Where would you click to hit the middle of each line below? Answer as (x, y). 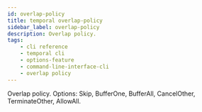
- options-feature (47, 60)
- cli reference (44, 47)
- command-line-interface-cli (65, 67)
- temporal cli (43, 54)
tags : (15, 40)
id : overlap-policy (36, 14)
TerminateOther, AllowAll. (44, 101)
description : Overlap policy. (52, 34)
